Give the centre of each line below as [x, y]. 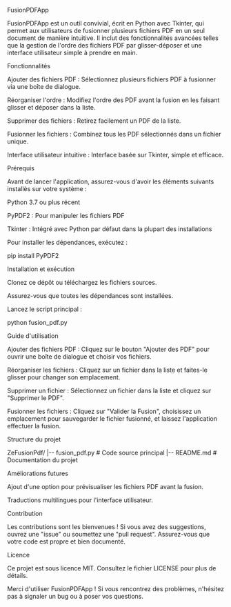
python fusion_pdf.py [37, 322]
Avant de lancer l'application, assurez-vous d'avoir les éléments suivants [111, 181]
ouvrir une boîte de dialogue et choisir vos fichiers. [79, 357]
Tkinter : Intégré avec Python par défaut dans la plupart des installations [110, 229]
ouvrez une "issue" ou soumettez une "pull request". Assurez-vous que [109, 534]
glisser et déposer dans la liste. [51, 107]
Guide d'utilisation [33, 336]
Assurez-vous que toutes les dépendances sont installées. [90, 296]
